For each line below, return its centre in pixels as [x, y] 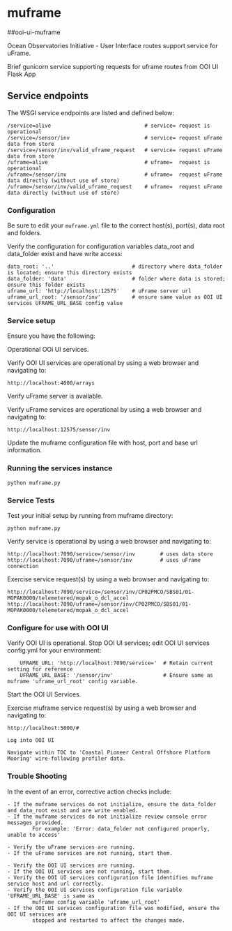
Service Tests [31, 500]
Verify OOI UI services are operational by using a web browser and [103, 363]
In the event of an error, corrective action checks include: [90, 791]
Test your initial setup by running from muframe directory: [90, 515]
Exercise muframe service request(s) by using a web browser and [102, 708]
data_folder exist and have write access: [65, 254]
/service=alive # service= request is [109, 126]
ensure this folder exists [46, 285]
